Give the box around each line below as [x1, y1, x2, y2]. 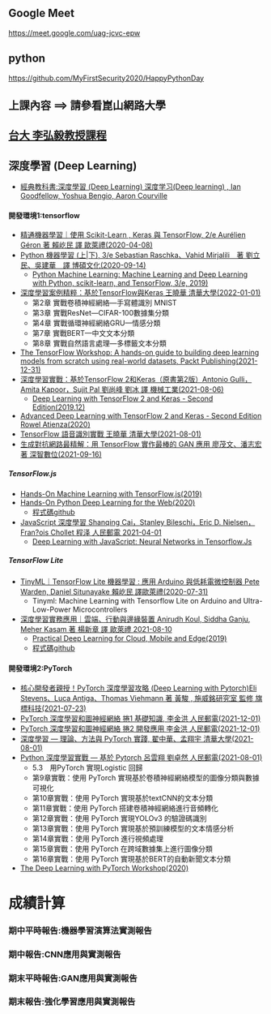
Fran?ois [19, 527, 49, 538]
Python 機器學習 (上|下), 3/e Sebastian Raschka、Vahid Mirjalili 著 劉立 [19, 251, 260, 260]
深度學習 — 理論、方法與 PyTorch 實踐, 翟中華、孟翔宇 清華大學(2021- [19, 733, 254, 743]
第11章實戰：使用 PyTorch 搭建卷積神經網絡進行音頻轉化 [32, 803, 218, 813]
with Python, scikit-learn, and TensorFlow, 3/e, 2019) [32, 278, 209, 288]
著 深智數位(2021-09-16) [19, 449, 103, 459]
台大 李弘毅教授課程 [8, 129, 107, 143]
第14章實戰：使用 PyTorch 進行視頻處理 [32, 833, 164, 843]
